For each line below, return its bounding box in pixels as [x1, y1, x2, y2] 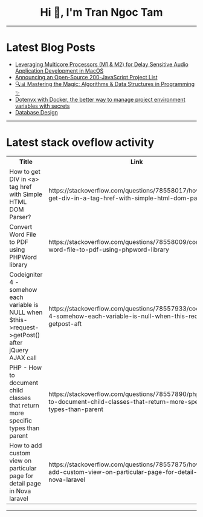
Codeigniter [9, 270, 43, 278]
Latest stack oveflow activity [6, 136, 155, 150]
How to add [9, 441, 42, 450]
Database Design [14, 108, 59, 116]
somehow [9, 285, 37, 294]
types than [9, 424, 40, 432]
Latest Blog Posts [6, 41, 95, 54]
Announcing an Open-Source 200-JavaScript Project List [14, 73, 158, 81]
